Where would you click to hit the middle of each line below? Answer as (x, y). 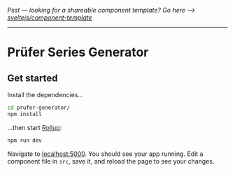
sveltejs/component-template (50, 17)
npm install (24, 114)
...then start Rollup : (35, 127)
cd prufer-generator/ (39, 108)
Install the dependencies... (45, 95)
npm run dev (24, 140)
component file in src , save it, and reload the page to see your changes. (111, 161)
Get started (33, 78)
